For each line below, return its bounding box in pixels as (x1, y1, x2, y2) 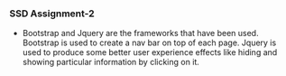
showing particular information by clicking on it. (22, 57, 200, 68)
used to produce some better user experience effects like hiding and (22, 47, 278, 58)
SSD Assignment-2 (9, 7, 95, 20)
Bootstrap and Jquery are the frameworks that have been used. (22, 28, 259, 39)
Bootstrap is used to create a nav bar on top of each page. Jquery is (22, 37, 277, 48)
